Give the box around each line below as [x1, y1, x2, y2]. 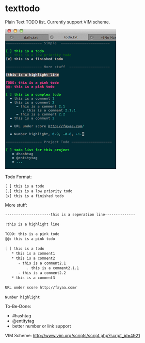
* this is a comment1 [11, 251, 55, 256]
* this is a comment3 [11, 275, 55, 280]
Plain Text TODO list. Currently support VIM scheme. [5, 19, 110, 25]
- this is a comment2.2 [17, 271, 66, 275]
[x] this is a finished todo [5, 193, 64, 199]
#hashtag [12, 312, 32, 319]
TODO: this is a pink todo [5, 232, 60, 236]
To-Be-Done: [5, 303, 32, 309]
